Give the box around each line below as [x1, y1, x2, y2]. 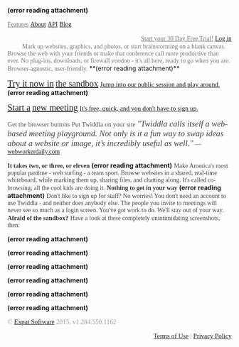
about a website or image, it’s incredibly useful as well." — [7, 138, 201, 148]
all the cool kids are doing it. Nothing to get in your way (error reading [33, 184, 222, 192]
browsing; [7, 184, 33, 192]
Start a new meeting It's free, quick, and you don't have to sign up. [7, 102, 198, 113]
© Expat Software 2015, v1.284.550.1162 [7, 318, 117, 326]
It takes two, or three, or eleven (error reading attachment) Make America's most [7, 161, 228, 170]
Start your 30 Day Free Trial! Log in [141, 35, 232, 42]
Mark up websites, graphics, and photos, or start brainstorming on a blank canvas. [21, 43, 226, 50]
